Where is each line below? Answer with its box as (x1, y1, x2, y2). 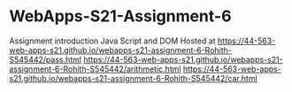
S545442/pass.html (9, 54, 82, 65)
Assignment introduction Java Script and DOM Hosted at (9, 35, 216, 46)
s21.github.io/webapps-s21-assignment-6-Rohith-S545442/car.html (9, 73, 258, 83)
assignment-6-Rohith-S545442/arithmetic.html (9, 64, 181, 74)
